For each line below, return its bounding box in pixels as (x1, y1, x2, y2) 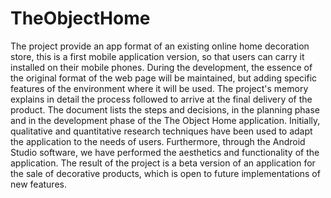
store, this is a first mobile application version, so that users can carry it (10, 50, 305, 62)
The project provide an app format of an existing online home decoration (10, 40, 310, 52)
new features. (10, 178, 67, 190)
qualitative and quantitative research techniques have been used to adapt (10, 125, 313, 137)
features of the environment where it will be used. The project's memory (10, 82, 309, 94)
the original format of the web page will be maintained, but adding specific (10, 72, 318, 84)
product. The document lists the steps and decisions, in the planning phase (10, 103, 321, 116)
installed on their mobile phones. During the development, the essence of (10, 61, 313, 73)
